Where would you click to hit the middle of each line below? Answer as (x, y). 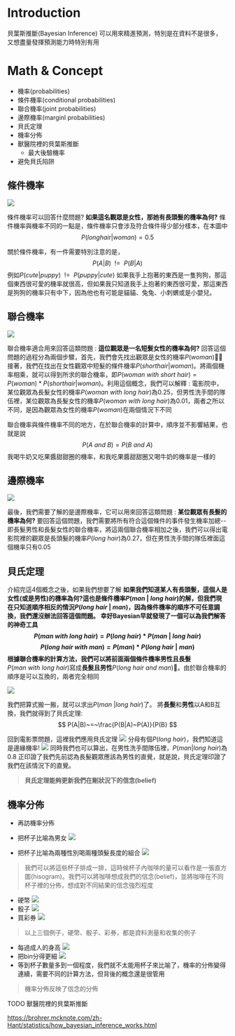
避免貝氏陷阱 (36, 161)
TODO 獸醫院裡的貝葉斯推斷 (48, 1003)
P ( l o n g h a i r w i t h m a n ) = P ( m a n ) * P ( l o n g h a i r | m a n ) (117, 647)
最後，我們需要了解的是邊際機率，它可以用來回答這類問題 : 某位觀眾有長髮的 (117, 512)
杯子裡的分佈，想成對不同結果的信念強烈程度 (89, 885)
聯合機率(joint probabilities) (57, 108)
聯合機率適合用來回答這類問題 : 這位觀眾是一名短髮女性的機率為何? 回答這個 (116, 348)
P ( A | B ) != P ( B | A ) (117, 263)
